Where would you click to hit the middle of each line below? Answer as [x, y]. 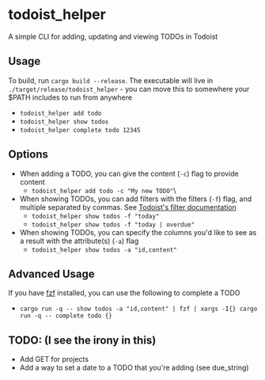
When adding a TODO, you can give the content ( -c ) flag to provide [129, 173]
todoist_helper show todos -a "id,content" [104, 250]
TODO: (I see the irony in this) [82, 340]
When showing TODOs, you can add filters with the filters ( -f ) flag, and [136, 199]
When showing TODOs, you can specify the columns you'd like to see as [138, 232]
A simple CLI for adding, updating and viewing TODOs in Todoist [113, 36]
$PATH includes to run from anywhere [70, 97]
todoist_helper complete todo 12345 [80, 130]
